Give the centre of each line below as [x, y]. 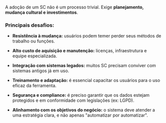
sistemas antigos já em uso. [41, 71]
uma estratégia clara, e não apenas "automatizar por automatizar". [80, 115]
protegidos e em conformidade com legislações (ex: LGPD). [73, 100]
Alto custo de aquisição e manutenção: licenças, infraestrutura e [80, 51]
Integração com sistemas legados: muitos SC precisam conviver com [84, 66]
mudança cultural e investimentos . [42, 12]
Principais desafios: [30, 25]
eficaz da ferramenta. [34, 85]
